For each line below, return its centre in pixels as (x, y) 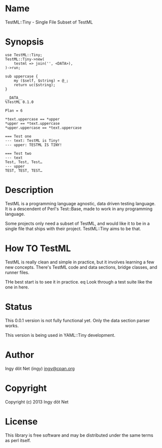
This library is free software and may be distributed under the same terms (79, 435)
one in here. (17, 287)
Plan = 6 (14, 111)
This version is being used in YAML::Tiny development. (60, 335)
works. (12, 326)
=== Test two (18, 153)
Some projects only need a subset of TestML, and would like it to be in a (77, 223)
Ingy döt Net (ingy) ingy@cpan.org (40, 368)
